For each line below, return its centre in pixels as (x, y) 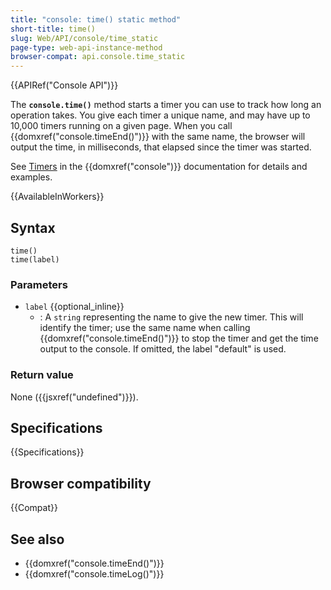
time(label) (35, 259)
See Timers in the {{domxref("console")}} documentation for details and (159, 167)
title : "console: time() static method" (96, 19)
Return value (42, 375)
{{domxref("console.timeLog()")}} (94, 573)
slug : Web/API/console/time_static (84, 38)
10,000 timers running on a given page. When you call (121, 126)
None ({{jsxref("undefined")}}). (74, 397)
